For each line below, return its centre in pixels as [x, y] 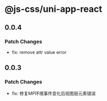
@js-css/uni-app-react [53, 9]
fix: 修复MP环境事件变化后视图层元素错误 [54, 93]
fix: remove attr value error [39, 52]
